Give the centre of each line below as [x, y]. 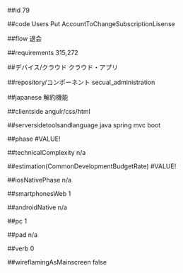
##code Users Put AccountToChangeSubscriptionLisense [91, 24]
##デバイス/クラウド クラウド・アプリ [63, 67]
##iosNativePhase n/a [40, 180]
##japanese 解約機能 [38, 97]
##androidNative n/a [37, 207]
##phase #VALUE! [34, 139]
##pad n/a [22, 235]
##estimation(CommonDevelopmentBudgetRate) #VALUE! [92, 166]
